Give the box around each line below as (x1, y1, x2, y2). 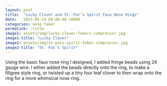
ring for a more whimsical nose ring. (5, 75, 80, 81)
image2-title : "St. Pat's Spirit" (5, 45, 78, 50)
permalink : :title (5, 26, 44, 31)
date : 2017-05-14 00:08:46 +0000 (5, 17, 80, 22)
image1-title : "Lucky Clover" (5, 36, 69, 41)
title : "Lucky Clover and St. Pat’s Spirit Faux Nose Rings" (5, 12, 139, 17)
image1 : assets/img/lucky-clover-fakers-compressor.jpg (5, 31, 126, 36)
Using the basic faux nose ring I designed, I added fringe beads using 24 (5, 59, 157, 65)
